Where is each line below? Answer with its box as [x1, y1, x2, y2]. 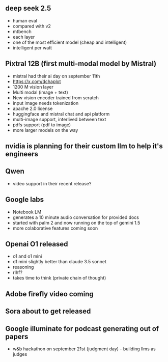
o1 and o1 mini [12, 253, 42, 259]
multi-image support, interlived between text [12, 116, 106, 122]
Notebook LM [12, 209, 42, 215]
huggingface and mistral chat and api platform [12, 110, 110, 117]
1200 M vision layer [12, 83, 53, 90]
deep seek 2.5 [5, 4, 51, 13]
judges [12, 351, 27, 357]
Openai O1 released [5, 240, 68, 248]
